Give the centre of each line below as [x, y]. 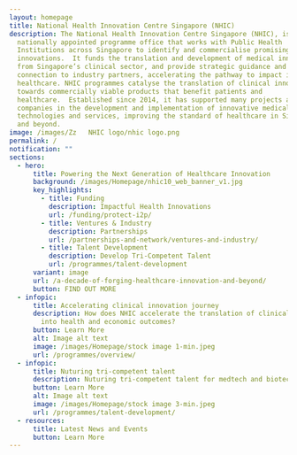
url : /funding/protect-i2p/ [100, 215]
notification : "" [41, 149]
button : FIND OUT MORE [74, 289]
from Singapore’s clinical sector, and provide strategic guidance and [152, 67]
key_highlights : [62, 190]
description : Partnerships [98, 231]
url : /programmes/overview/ [84, 355]
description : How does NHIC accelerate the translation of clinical [161, 314]
